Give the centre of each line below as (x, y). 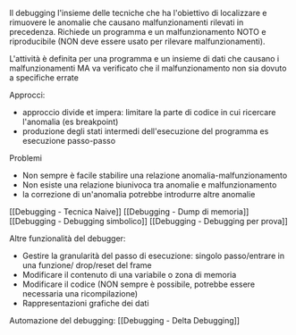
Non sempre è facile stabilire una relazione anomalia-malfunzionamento (155, 175)
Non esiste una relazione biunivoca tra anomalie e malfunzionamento (149, 185)
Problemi (26, 158)
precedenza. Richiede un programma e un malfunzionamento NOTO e (138, 32)
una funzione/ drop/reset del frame (87, 265)
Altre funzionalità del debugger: (68, 239)
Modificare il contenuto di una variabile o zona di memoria (129, 275)
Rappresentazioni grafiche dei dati (85, 303)
